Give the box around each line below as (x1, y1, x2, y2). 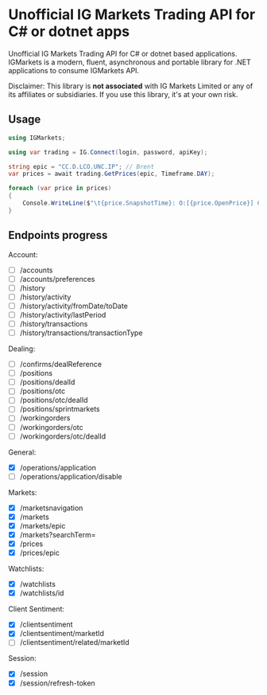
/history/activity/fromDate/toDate (19, 301, 129, 310)
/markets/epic (19, 521, 66, 530)
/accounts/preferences (19, 274, 95, 283)
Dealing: (8, 344, 36, 353)
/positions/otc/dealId (19, 396, 88, 405)
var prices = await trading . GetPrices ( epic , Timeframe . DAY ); (8, 170, 215, 178)
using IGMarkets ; (8, 134, 66, 142)
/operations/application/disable (19, 471, 122, 481)
